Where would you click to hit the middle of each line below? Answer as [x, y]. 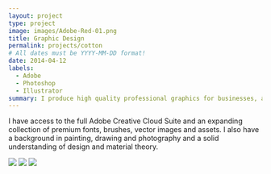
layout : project [35, 16]
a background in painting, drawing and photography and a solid [114, 139]
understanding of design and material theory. [83, 147]
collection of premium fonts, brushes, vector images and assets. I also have [134, 130]
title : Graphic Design [46, 38]
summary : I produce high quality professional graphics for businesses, [133, 98]
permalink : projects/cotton [56, 46]
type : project [32, 23]
